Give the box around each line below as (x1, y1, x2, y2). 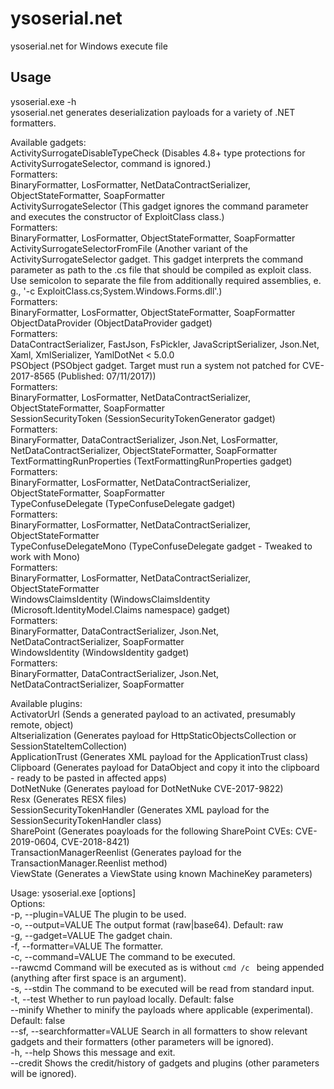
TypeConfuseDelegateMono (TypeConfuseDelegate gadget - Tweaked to (10, 540, 313, 552)
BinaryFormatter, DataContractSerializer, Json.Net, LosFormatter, (10, 433, 279, 446)
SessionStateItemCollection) (10, 740, 128, 752)
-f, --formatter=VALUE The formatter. (10, 940, 164, 952)
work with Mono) (10, 550, 81, 562)
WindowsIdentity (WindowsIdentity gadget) (10, 646, 190, 658)
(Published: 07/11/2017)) (57, 370, 157, 382)
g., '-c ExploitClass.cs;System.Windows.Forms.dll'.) (10, 285, 223, 297)
